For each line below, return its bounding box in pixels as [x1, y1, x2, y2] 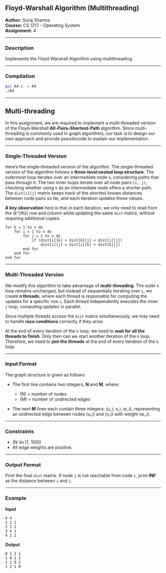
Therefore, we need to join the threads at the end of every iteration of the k [5, 338, 159, 344]
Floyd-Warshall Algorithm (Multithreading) [5, 4, 139, 12]
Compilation [5, 73, 36, 80]
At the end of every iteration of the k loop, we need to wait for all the [5, 328, 145, 334]
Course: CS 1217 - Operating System [5, 22, 80, 28]
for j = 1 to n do [23, 234, 61, 239]
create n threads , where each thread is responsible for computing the [5, 293, 147, 299]
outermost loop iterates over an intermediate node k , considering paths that [5, 174, 159, 180]
